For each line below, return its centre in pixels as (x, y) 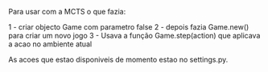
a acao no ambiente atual (50, 44)
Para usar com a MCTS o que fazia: (67, 12)
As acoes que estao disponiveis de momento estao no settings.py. (118, 60)
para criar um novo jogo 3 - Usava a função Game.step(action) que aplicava (134, 36)
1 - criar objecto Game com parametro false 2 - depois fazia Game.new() (129, 27)
